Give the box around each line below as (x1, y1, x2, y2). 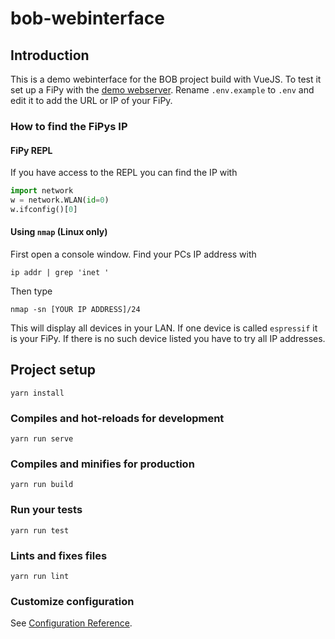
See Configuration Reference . (10, 617, 133, 629)
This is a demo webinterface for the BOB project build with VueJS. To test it (10, 73, 322, 85)
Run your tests (10, 503, 83, 517)
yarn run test (10, 525, 70, 536)
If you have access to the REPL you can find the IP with (10, 167, 238, 179)
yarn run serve (10, 434, 74, 444)
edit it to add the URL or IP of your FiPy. (10, 95, 173, 106)
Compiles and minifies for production (10, 457, 195, 471)
